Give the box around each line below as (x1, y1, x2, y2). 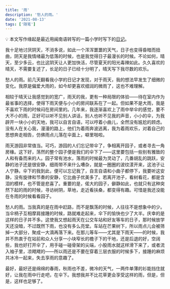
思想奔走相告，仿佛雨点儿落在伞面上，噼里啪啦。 (5, 132, 107, 138)
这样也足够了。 (14, 278, 46, 284)
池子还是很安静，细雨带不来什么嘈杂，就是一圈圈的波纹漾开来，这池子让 (14, 162, 165, 168)
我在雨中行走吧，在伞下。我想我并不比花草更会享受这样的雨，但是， (18, 272, 160, 278)
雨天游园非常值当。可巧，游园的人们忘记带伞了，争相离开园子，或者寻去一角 (5, 142, 165, 149)
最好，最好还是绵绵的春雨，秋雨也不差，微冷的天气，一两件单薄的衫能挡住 (5, 266, 160, 272)
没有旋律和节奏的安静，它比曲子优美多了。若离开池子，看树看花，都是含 (14, 174, 165, 180)
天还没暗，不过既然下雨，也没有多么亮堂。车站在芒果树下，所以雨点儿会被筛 (5, 223, 165, 229)
